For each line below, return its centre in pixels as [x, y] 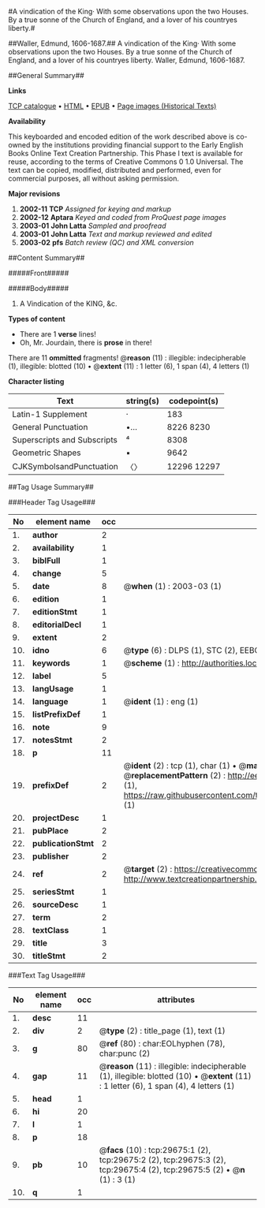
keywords [52, 663]
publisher [51, 856]
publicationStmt [63, 843]
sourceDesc [56, 904]
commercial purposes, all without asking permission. [94, 178]
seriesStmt [54, 892]
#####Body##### [39, 288]
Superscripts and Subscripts [65, 440]
